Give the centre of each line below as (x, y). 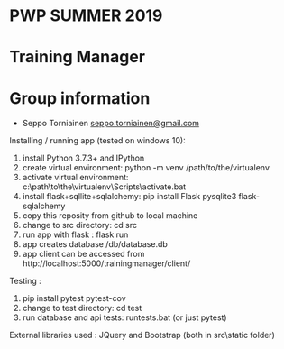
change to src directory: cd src (80, 225)
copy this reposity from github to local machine (110, 216)
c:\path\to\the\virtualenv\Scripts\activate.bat (104, 187)
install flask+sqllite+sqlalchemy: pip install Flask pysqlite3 (129, 197)
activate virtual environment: (75, 178)
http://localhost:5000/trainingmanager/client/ (106, 263)
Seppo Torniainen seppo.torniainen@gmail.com (111, 124)
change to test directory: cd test (82, 308)
